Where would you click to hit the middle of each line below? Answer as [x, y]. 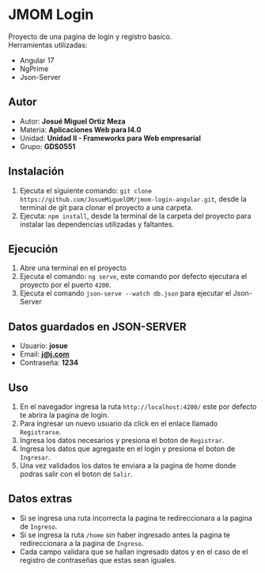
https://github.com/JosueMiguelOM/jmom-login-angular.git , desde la [133, 199]
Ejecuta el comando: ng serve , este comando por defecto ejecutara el [133, 277]
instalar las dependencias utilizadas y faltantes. [97, 224]
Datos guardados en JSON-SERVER [98, 327]
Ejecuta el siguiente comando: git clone [86, 190]
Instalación [36, 172]
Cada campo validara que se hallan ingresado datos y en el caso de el [134, 552]
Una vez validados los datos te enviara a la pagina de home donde [128, 466]
